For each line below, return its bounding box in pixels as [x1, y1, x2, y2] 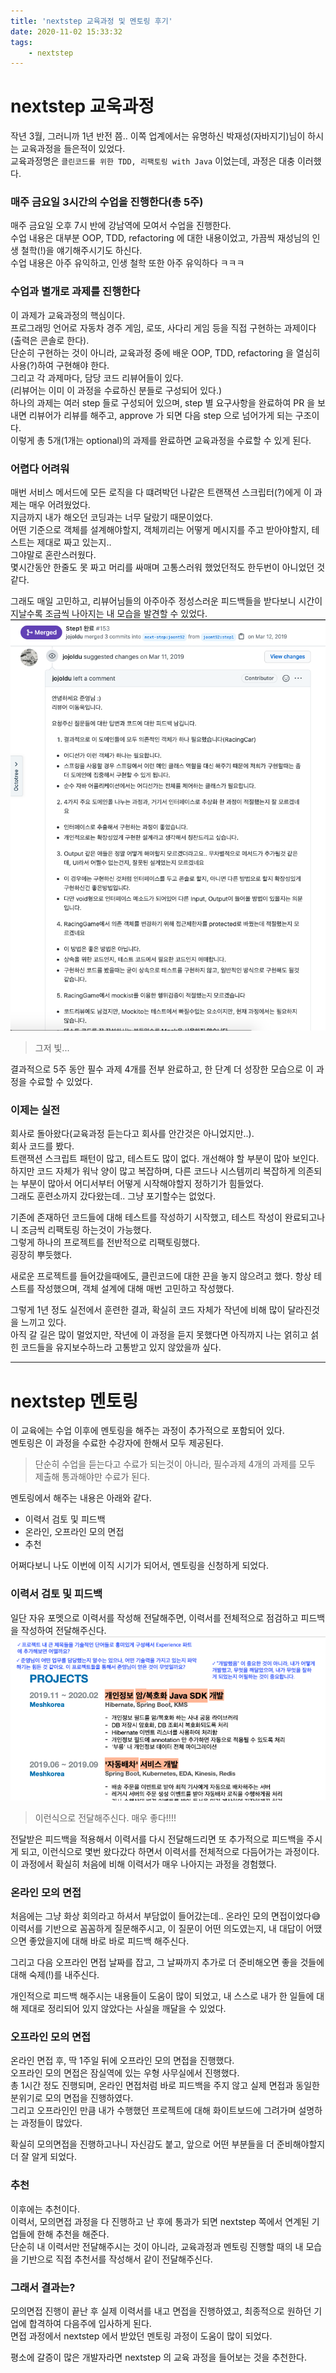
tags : [10, 37, 33, 47]
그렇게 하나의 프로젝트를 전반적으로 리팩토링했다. [10, 1236, 201, 1249]
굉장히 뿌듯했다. [10, 1249, 73, 1261]
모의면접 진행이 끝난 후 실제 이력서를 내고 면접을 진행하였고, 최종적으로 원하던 [10, 2305, 312, 2317]
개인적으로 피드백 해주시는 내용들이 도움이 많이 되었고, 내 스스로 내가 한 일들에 [10, 1990, 315, 2002]
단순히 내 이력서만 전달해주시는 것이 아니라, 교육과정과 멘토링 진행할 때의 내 [10, 2240, 304, 2252]
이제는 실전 [10, 1103, 61, 1117]
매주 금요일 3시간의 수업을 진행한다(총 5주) [10, 195, 204, 209]
